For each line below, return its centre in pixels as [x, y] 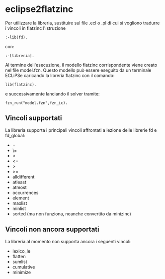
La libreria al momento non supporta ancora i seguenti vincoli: [68, 241]
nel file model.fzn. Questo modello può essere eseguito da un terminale [78, 70]
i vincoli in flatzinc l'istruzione [36, 28]
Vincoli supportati [34, 118]
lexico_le [21, 251]
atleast [19, 182]
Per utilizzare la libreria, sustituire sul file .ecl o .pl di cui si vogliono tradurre [82, 23]
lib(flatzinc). [21, 85]
